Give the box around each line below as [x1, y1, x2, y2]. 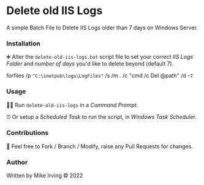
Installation [6, 39, 41, 48]
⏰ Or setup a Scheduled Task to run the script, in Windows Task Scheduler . [6, 113, 197, 120]
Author [6, 157, 28, 166]
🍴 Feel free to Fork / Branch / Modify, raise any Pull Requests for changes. [6, 142, 193, 150]
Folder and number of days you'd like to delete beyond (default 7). [6, 60, 174, 67]
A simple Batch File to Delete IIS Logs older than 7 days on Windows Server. [6, 24, 198, 31]
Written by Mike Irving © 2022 [6, 172, 83, 179]
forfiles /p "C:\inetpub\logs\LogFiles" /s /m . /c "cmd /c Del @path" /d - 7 [6, 72, 193, 80]
